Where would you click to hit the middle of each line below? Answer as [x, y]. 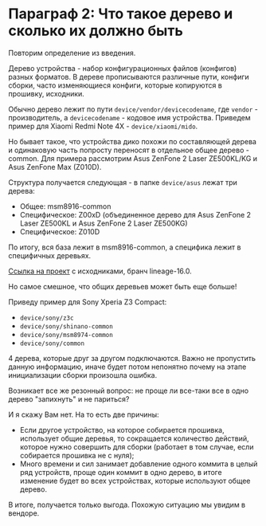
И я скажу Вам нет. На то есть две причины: [84, 414]
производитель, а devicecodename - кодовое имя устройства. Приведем [129, 117]
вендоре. [24, 513]
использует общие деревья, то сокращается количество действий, [134, 438]
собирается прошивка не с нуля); [77, 455]
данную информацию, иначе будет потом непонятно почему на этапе [127, 367]
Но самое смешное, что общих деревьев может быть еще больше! [123, 286]
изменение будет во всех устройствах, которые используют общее [135, 481]
